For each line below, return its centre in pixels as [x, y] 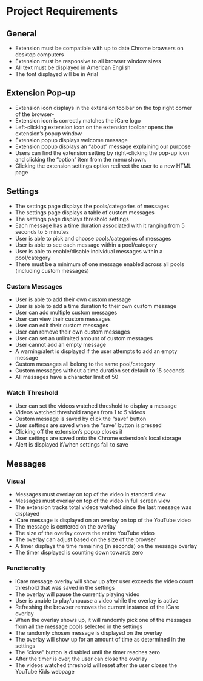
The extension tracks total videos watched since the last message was [103, 507]
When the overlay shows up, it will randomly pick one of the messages [103, 620]
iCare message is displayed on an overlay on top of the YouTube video [103, 520]
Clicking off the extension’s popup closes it [69, 432]
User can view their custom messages [63, 319]
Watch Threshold [32, 392]
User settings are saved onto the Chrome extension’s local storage [98, 438]
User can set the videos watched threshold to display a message [96, 406]
